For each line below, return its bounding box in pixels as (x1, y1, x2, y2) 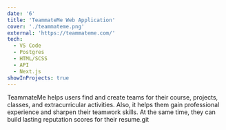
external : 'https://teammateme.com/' (7, 29, 116, 37)
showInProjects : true (7, 74, 70, 82)
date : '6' (7, 10, 36, 17)
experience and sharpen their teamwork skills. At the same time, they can (7, 108, 216, 116)
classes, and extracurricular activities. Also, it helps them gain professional (7, 101, 220, 109)
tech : (7, 36, 23, 43)
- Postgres (13, 49, 45, 56)
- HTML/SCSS (13, 55, 48, 62)
